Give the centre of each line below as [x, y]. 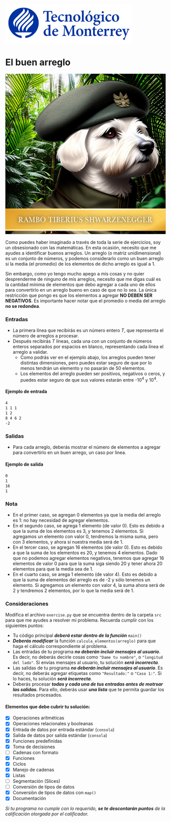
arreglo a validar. [30, 352]
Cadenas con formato [35, 752]
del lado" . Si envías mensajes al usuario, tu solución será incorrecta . [86, 663]
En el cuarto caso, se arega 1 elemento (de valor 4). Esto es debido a [84, 574]
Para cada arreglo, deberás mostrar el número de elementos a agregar [87, 447]
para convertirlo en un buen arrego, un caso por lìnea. [69, 452]
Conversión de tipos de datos [44, 787]
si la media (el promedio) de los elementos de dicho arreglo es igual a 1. [80, 264]
